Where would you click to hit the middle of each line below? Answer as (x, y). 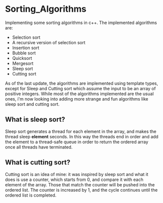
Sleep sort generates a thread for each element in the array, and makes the (81, 131)
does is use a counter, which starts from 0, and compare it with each (74, 179)
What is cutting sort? (38, 163)
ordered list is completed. (31, 195)
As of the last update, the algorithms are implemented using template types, (81, 83)
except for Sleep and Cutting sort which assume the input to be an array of (81, 88)
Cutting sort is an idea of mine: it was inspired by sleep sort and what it (77, 174)
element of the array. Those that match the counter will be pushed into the (80, 184)
